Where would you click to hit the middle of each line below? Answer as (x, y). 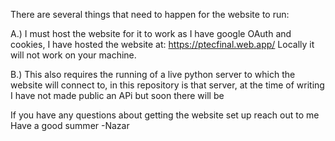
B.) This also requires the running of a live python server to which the (153, 74)
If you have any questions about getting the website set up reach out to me (165, 115)
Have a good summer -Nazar (70, 125)
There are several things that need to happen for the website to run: (150, 14)
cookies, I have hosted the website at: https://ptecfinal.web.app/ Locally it (162, 44)
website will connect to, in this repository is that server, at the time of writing (167, 85)
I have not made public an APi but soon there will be (117, 95)
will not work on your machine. (73, 55)
